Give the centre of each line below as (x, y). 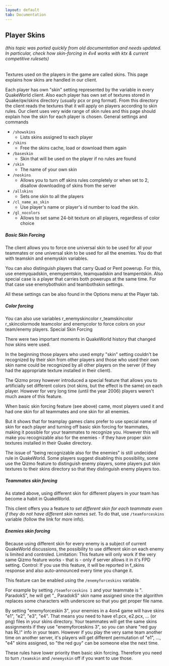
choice (27, 223)
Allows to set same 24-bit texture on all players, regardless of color (90, 218)
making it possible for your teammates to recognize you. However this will (82, 432)
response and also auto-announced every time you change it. (69, 570)
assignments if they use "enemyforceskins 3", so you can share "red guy (81, 626)
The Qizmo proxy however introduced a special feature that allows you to (81, 380)
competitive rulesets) (27, 59)
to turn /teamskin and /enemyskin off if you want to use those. (69, 658)
